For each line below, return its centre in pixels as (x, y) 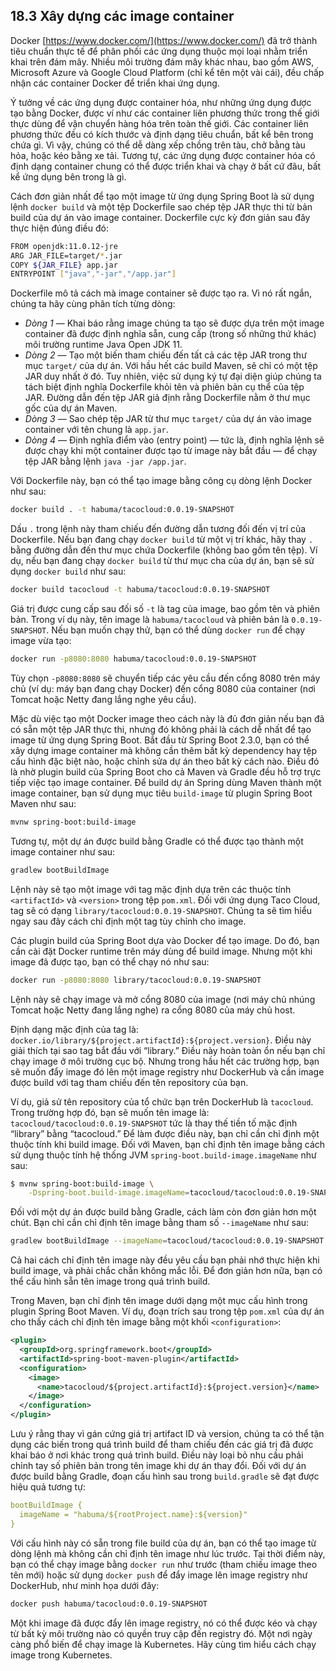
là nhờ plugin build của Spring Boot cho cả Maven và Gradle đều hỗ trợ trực (166, 771)
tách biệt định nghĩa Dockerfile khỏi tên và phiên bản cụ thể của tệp (164, 387)
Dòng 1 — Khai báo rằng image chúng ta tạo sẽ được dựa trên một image (174, 323)
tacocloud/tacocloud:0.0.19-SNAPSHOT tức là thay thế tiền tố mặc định (154, 1123)
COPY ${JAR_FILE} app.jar (64, 265)
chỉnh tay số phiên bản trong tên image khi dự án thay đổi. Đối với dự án (158, 1466)
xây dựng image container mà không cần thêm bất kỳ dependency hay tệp (163, 750)
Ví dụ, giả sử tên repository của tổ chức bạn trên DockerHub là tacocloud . (162, 1101)
